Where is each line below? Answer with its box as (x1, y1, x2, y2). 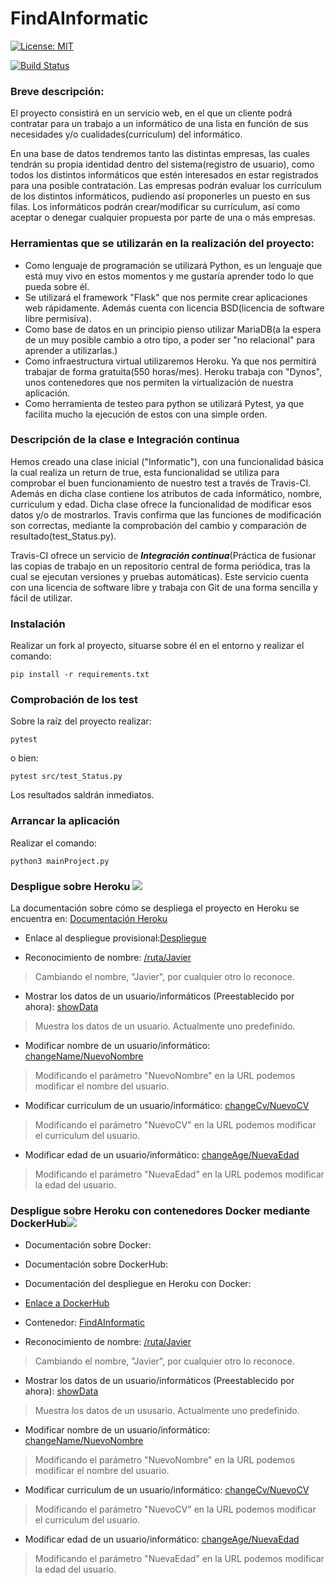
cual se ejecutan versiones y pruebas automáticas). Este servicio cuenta (10, 570, 309, 582)
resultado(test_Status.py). (10, 530, 117, 542)
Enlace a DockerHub (24, 1297, 110, 1309)
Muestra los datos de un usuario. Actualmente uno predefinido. (34, 1020, 296, 1032)
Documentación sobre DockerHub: (24, 1258, 169, 1271)
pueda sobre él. (24, 280, 90, 292)
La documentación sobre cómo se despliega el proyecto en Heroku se (10, 902, 300, 914)
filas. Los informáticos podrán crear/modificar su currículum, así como (10, 201, 301, 213)
